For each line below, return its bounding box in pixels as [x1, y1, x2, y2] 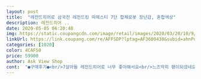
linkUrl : [6, 36, 28, 42]
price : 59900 [6, 53, 39, 59]
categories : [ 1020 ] [6, 42, 55, 48]
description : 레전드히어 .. [6, 20, 70, 26]
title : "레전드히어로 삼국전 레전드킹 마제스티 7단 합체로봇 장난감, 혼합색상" [6, 14, 176, 20]
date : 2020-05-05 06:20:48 [6, 25, 74, 31]
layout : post [6, 8, 39, 15]
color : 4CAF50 [6, 48, 42, 53]
